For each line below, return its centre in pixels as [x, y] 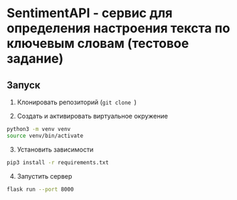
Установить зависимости [55, 149]
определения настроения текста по [118, 28]
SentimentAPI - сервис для [90, 13]
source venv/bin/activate [45, 136]
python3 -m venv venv [39, 129]
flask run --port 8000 [40, 189]
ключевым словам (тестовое [98, 44]
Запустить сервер [44, 176]
